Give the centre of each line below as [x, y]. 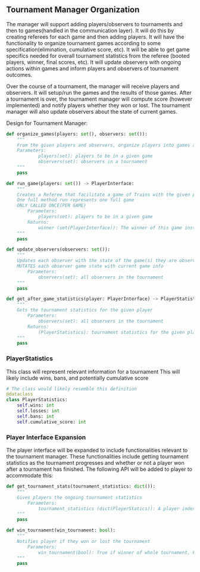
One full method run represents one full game [76, 200]
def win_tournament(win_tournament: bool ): [61, 530]
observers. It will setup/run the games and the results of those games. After [99, 92]
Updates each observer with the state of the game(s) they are [97, 261]
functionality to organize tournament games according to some [83, 43]
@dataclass [20, 394]
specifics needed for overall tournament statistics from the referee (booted [98, 55]
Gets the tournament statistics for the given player [85, 310]
